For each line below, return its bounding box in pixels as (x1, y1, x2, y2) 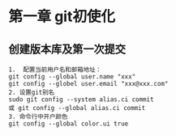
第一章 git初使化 (8, 7, 116, 26)
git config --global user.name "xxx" (8, 73, 136, 81)
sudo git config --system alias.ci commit (8, 96, 154, 104)
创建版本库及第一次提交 (8, 42, 126, 56)
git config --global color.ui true (8, 120, 129, 128)
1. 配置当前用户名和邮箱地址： (8, 66, 102, 74)
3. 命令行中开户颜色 (8, 113, 68, 121)
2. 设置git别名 (8, 88, 55, 96)
